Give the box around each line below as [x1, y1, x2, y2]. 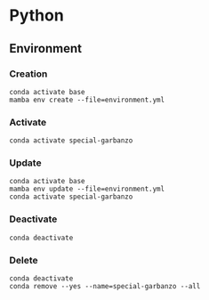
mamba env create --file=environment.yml [9, 95, 165, 104]
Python [9, 5, 64, 26]
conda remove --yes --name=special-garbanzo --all [9, 282, 201, 291]
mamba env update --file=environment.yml [9, 184, 165, 194]
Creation [9, 68, 48, 80]
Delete [9, 254, 38, 266]
